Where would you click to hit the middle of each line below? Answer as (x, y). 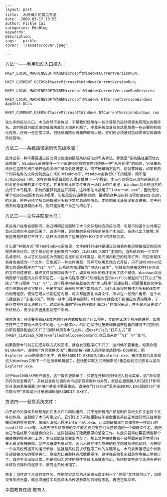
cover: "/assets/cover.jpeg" (37, 45)
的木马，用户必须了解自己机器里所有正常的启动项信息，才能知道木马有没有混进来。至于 (81, 201)
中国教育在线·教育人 (26, 490)
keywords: (15, 32)
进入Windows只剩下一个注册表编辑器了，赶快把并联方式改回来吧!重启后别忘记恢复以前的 (83, 361)
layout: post (19, 9)
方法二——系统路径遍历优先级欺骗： (42, 148)
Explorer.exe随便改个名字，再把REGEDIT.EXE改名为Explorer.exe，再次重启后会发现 (83, 356)
